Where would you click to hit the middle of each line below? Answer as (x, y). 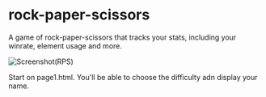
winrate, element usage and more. (65, 45)
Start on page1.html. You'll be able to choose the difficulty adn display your (133, 77)
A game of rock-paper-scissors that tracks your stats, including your (122, 37)
